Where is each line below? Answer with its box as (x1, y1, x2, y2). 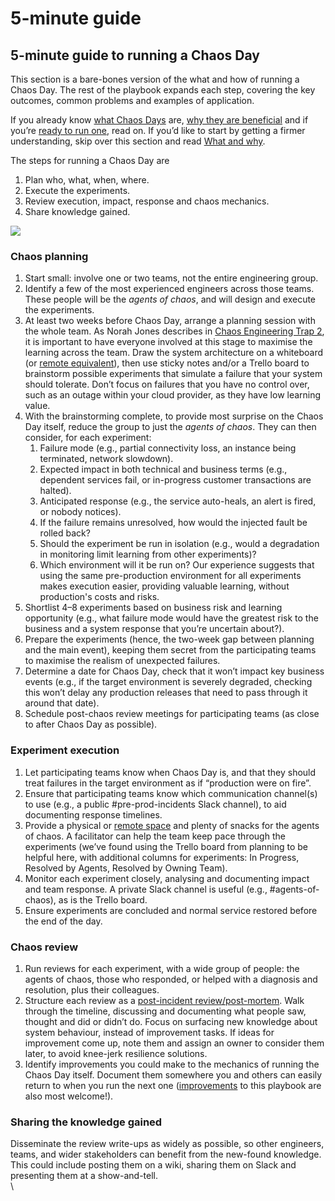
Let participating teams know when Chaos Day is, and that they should (24, 766, 317, 778)
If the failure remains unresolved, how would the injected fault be (39, 517, 308, 529)
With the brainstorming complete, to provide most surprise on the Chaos (24, 410, 324, 422)
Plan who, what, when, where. (24, 174, 150, 186)
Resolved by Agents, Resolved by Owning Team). (24, 862, 228, 874)
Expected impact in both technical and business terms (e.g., (39, 463, 288, 476)
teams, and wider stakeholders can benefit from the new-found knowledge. (10, 1148, 322, 1161)
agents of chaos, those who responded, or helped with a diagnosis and (24, 973, 318, 985)
